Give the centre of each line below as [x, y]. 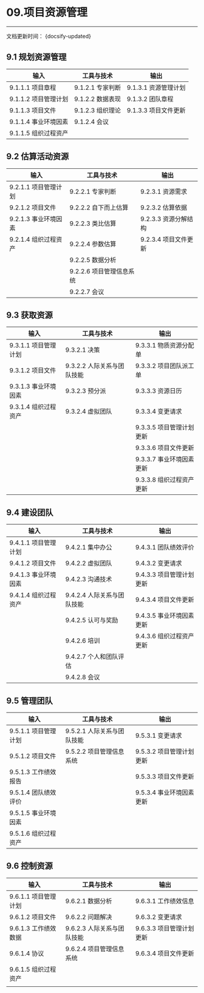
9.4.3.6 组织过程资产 [165, 636]
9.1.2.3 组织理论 [97, 110]
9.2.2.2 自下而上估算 [99, 207]
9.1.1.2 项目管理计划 [39, 99]
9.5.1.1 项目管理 [33, 731]
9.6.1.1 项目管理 [33, 896]
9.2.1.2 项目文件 [33, 207]
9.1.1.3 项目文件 [33, 110]
